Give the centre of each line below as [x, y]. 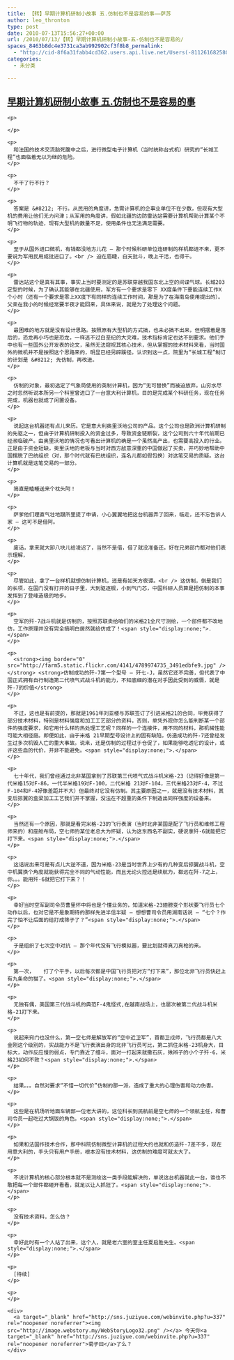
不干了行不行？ [32, 183]
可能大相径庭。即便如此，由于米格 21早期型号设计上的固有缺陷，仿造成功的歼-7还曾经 [114, 736]
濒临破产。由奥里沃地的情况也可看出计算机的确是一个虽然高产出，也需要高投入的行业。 [118, 441]
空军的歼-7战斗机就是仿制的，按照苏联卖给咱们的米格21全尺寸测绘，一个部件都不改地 [118, 621]
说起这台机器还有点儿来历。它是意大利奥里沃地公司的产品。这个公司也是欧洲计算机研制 [120, 426]
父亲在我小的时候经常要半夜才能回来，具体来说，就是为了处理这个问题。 [95, 305]
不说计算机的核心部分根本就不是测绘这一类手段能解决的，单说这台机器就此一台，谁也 [117, 1178]
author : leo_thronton [39, 20]
